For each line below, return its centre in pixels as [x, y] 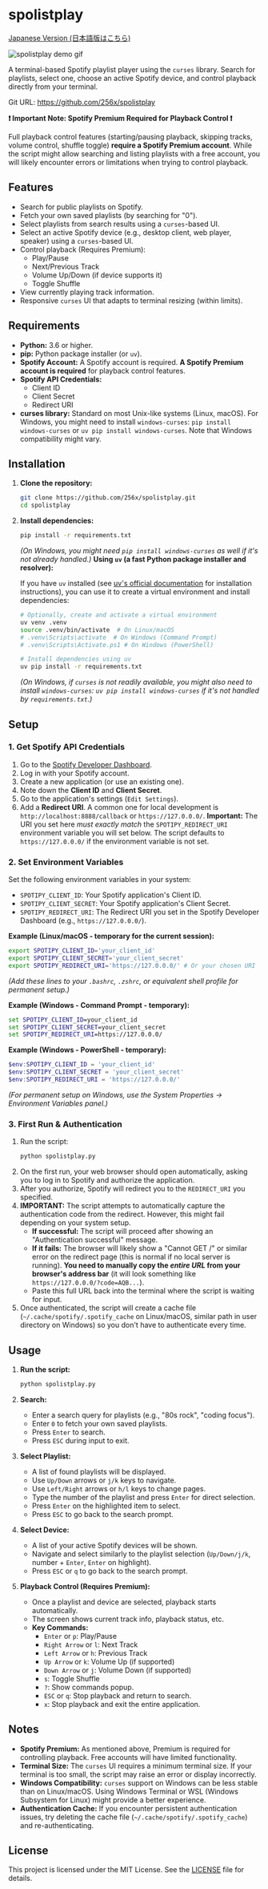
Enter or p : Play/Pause [80, 1636]
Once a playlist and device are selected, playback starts [124, 1602]
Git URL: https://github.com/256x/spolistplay [82, 102]
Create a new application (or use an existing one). [102, 781]
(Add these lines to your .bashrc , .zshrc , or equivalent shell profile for [123, 981]
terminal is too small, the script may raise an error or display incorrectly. [138, 1774]
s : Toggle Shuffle [72, 1678]
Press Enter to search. [68, 1432]
